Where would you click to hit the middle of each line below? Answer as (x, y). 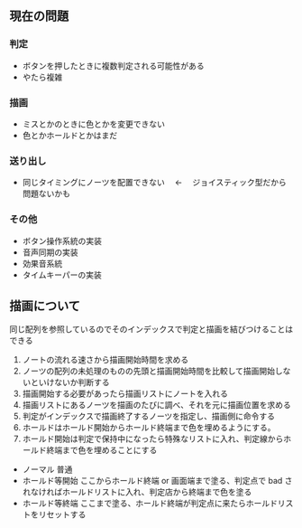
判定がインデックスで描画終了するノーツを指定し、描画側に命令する (149, 416)
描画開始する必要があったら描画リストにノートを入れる (125, 394)
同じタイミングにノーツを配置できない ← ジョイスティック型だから (154, 183)
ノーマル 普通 (47, 469)
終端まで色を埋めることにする (102, 450)
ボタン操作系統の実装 (62, 240)
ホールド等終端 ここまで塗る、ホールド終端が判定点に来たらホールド (150, 504)
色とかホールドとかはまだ (70, 135)
